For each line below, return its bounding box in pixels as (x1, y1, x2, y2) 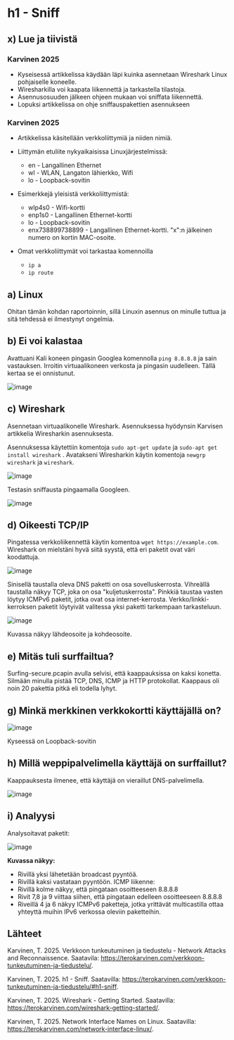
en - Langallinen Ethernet (27, 161, 102, 170)
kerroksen (7, 603, 37, 611)
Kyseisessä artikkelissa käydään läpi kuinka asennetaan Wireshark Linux (17, 70, 228, 78)
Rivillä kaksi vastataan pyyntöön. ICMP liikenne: (17, 877, 155, 886)
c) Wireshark (7, 403, 65, 415)
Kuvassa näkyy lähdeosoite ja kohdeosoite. (7, 630, 132, 639)
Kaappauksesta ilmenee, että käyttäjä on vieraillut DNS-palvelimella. (7, 776, 205, 784)
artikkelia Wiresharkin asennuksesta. (7, 429, 114, 438)
